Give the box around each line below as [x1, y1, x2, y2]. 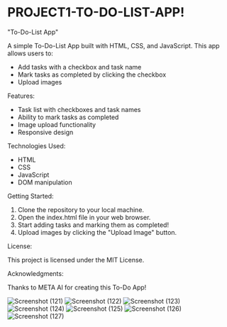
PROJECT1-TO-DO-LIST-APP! [7, 4, 185, 21]
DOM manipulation [17, 178, 72, 187]
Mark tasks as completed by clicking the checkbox [17, 70, 167, 79]
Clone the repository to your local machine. [17, 205, 144, 214]
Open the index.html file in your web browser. [17, 213, 151, 221]
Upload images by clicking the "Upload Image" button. [17, 228, 177, 236]
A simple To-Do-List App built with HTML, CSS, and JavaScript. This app [7, 41, 220, 50]
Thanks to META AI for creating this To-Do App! [7, 283, 147, 292]
